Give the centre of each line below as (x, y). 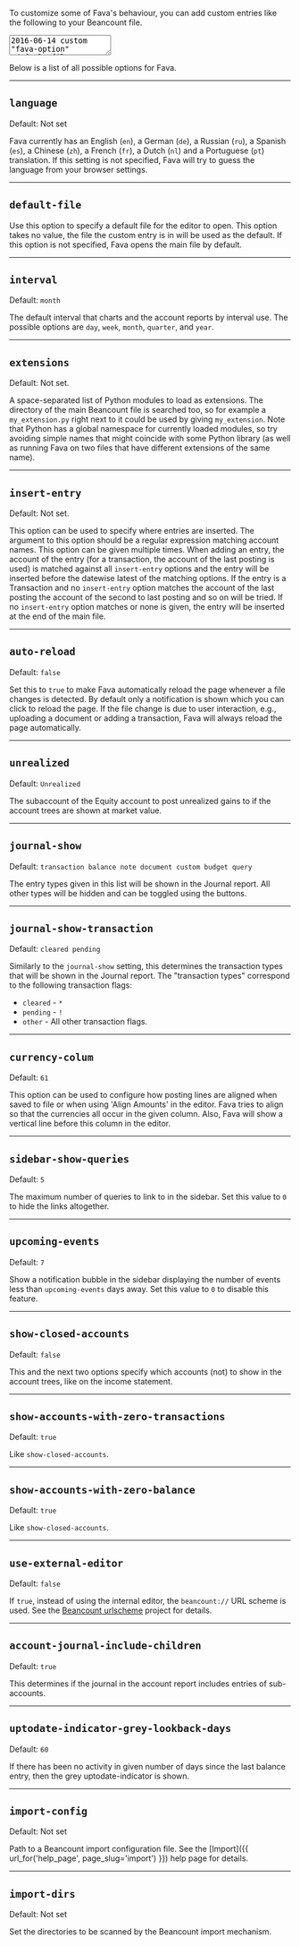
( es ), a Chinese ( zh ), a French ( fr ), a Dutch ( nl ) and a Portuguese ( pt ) (137, 150)
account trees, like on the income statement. (91, 1381)
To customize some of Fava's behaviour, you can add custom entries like (143, 13)
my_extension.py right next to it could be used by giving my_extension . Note (147, 419)
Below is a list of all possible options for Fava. (93, 68)
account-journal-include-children (105, 1646)
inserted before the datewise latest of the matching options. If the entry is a (148, 579)
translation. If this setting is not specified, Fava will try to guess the (132, 159)
